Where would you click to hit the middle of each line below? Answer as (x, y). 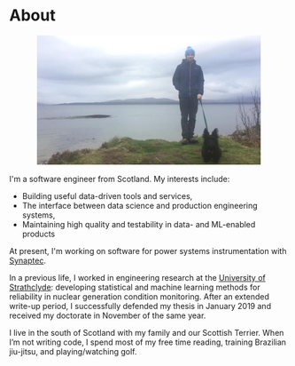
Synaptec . (28, 260)
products (39, 234)
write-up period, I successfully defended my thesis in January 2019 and (140, 306)
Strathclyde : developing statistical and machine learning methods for (135, 287)
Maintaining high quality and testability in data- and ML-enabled (139, 224)
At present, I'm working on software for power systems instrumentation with (148, 251)
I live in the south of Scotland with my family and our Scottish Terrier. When (147, 332)
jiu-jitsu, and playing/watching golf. (73, 351)
